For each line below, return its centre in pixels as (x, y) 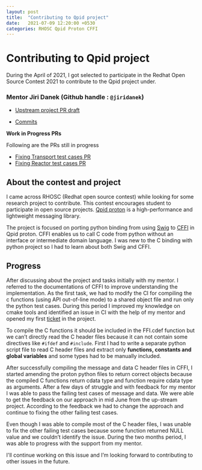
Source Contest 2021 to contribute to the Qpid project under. (81, 81)
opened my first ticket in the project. (51, 319)
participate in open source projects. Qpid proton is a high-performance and (99, 210)
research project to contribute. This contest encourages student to (89, 203)
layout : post (23, 12)
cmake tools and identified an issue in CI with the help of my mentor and (96, 312)
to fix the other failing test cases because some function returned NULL (95, 431)
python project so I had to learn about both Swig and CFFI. (79, 247)
